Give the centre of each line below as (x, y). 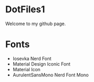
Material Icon (27, 69)
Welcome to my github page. (36, 24)
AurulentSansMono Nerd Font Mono (51, 75)
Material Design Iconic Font (41, 64)
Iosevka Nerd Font (32, 58)
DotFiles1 (25, 9)
